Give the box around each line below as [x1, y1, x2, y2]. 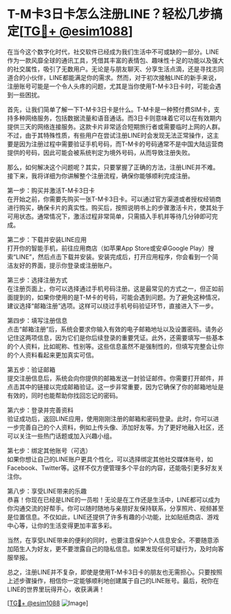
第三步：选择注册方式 [7, 276, 67, 284]
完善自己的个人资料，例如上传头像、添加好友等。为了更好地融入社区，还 [19, 423, 224, 431]
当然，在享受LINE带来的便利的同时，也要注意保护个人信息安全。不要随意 [7, 535, 213, 544]
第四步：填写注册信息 [7, 316, 67, 325]
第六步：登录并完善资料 [7, 406, 74, 414]
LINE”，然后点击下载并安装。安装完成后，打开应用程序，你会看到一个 [16, 252, 212, 260]
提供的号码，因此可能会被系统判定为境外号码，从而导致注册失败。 [7, 148, 194, 156]
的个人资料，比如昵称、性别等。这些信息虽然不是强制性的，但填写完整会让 [7, 342, 218, 350]
